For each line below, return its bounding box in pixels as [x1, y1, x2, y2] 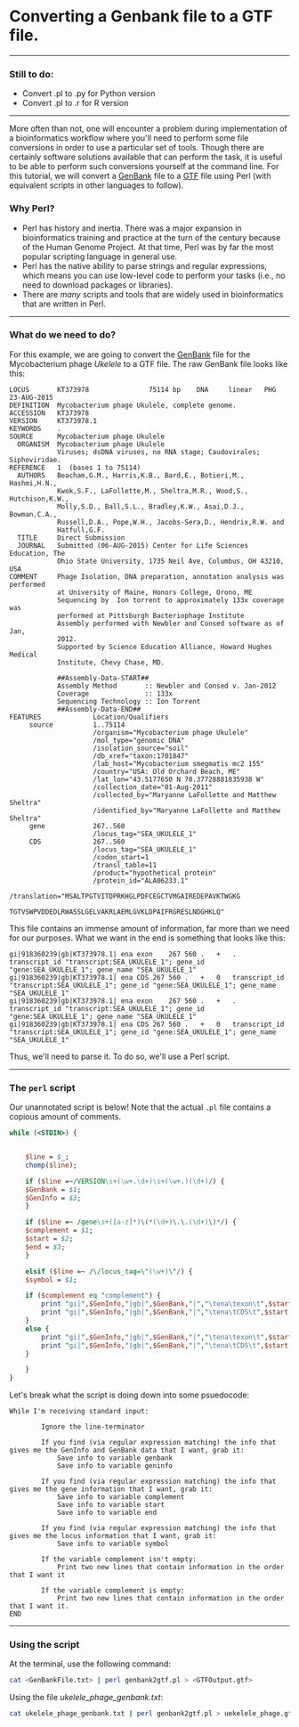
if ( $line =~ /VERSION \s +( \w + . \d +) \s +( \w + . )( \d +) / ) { [25, 1177, 225, 1185]
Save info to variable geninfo [56, 1462, 174, 1470]
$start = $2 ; [25, 1234, 74, 1243]
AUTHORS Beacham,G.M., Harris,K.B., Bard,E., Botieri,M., [17, 470, 245, 480]
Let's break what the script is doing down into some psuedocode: [9, 1389, 250, 1400]
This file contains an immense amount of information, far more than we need [9, 923, 290, 933]
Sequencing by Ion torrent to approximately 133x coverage [56, 595, 285, 605]
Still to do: [9, 68, 54, 80]
